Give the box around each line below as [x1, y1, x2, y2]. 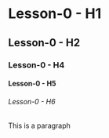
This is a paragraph [8, 121, 71, 130]
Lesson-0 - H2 [8, 36, 81, 49]
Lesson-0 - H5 [8, 79, 56, 89]
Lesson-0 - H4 [8, 60, 65, 71]
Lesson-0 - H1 [8, 5, 102, 23]
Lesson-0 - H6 [8, 96, 56, 106]
